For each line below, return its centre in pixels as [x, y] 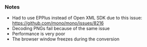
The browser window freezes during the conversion [66, 39]
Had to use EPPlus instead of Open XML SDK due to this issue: [77, 18]
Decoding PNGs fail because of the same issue [61, 28]
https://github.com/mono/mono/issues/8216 [58, 23]
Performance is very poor [39, 34]
